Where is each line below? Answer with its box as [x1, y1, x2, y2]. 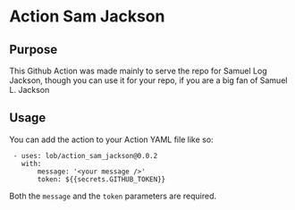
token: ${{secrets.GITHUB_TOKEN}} [37, 174, 166, 184]
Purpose [9, 42, 58, 57]
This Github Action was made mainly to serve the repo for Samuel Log [9, 65, 267, 76]
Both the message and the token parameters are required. [9, 190, 217, 201]
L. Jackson [9, 85, 50, 95]
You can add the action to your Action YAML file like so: [9, 134, 214, 145]
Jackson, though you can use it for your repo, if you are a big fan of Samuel [9, 75, 288, 86]
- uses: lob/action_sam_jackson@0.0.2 [13, 151, 158, 160]
